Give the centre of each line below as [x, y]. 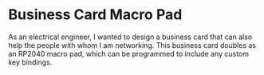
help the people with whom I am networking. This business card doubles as [132, 45]
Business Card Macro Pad [95, 15]
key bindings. [30, 62]
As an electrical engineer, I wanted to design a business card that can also [130, 37]
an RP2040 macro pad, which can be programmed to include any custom [129, 53]
